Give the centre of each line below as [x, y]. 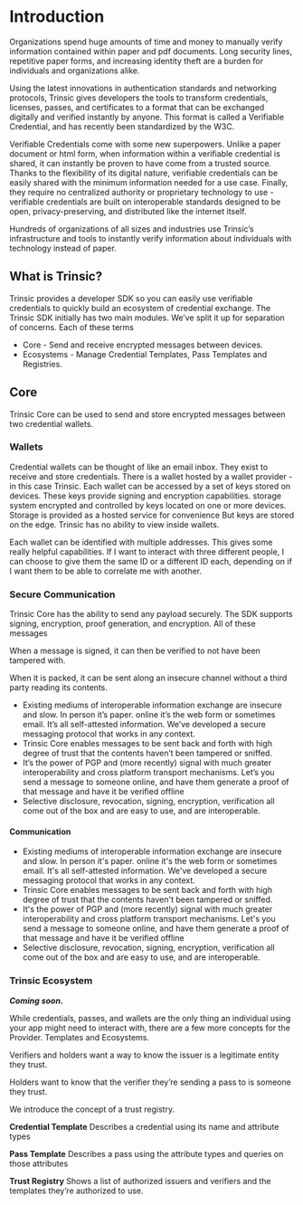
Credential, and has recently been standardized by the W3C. [122, 126]
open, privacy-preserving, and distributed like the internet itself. [128, 211]
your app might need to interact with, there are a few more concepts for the [150, 1028]
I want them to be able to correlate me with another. [106, 571]
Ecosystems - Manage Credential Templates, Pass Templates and [145, 354]
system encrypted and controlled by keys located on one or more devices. [148, 505]
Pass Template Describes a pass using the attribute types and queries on [147, 1153]
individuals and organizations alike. [75, 71]
